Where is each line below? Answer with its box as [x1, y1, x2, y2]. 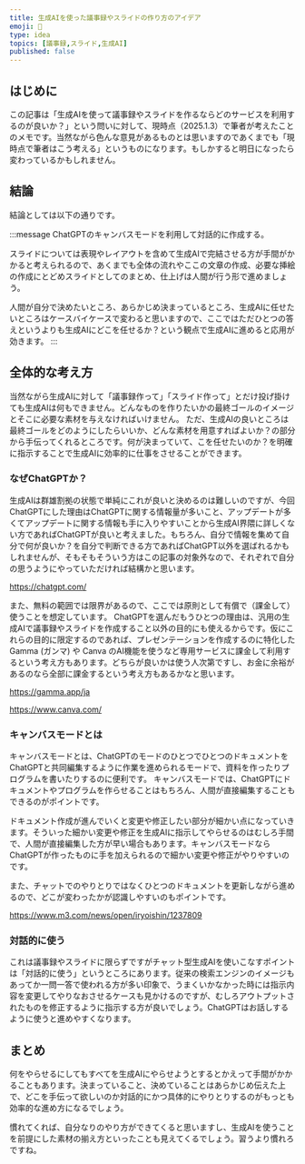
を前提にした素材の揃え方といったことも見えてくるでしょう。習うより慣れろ [9, 1133, 295, 1144]
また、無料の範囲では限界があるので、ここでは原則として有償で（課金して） [9, 599, 295, 610]
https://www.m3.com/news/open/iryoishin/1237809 [9, 910, 202, 921]
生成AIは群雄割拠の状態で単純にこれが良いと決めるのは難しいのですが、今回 [9, 495, 295, 506]
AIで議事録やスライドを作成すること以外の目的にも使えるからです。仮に [16, 622, 286, 633]
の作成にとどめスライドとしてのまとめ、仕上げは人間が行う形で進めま [9, 270, 272, 282]
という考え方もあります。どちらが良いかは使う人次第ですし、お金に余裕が [16, 657, 295, 667]
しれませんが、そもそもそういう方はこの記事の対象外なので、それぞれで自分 [9, 551, 295, 562]
